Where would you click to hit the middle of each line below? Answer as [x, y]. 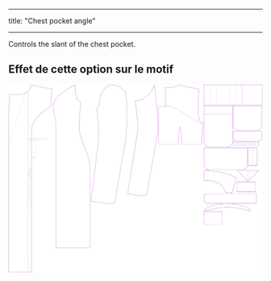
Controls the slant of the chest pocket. [72, 44]
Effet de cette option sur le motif [91, 69]
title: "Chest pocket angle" [52, 21]
